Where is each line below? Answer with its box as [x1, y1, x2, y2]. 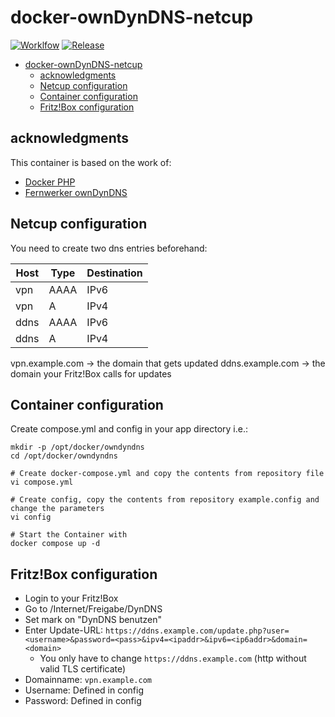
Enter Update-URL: [24, 624, 104, 636]
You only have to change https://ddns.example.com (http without [39, 652, 307, 665]
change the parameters [10, 504, 105, 514]
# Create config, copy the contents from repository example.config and [10, 495, 320, 505]
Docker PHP [24, 176, 76, 188]
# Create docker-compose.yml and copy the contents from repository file [10, 469, 325, 479]
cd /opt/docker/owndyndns [10, 451, 118, 461]
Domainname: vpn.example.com [24, 674, 153, 686]
